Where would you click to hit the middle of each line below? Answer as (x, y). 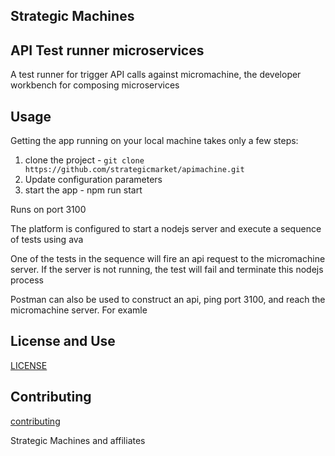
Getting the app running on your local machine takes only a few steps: (154, 141)
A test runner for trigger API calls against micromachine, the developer (156, 75)
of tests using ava (47, 240)
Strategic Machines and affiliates (78, 440)
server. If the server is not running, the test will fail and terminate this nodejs (167, 270)
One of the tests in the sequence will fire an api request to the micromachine (168, 259)
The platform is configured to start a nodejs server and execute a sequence (166, 229)
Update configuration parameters (93, 180)
